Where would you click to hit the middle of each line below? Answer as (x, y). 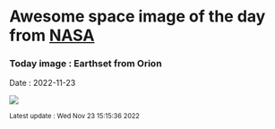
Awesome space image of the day (137, 17)
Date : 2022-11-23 (43, 83)
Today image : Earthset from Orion (86, 64)
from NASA (52, 35)
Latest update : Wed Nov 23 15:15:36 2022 (75, 116)
